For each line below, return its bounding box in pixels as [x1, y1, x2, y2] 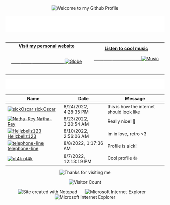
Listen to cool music [104, 45, 148, 52]
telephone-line [7, 146, 39, 152]
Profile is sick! [107, 143, 137, 149]
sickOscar [34, 106, 56, 112]
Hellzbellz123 [7, 133, 37, 139]
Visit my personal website [18, 43, 75, 49]
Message [125, 96, 145, 102]
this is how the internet [107, 103, 155, 109]
